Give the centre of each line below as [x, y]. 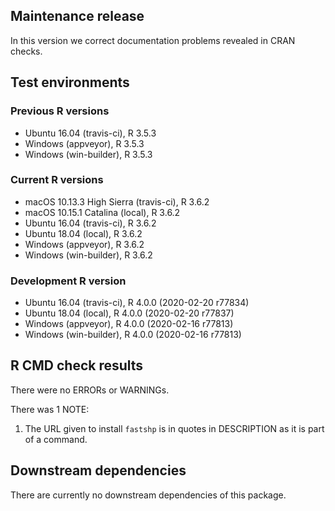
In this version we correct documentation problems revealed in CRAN [153, 40]
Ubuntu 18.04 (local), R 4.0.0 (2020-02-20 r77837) [129, 313]
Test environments [70, 82]
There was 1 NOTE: [50, 409]
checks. [26, 51]
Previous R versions [60, 111]
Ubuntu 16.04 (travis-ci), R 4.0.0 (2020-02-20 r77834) [137, 303]
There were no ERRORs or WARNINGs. [90, 390]
